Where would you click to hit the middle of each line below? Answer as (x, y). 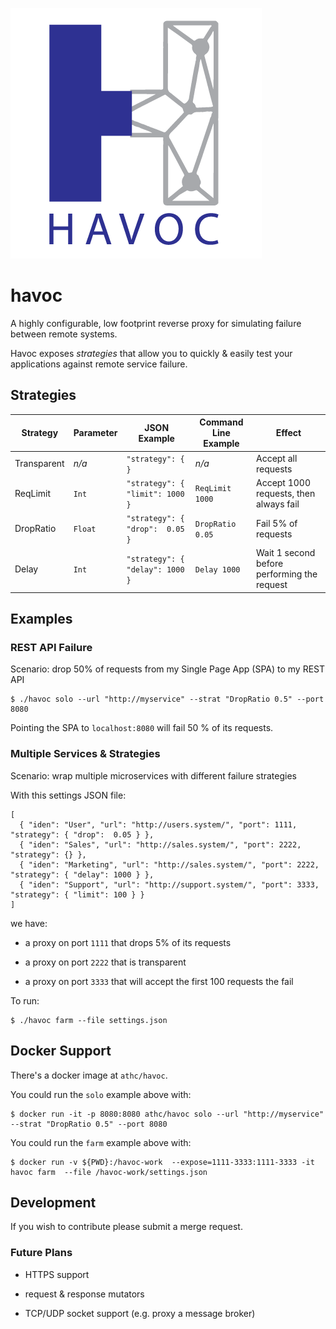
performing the (286, 574)
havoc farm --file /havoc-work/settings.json (109, 1172)
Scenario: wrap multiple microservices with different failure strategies (154, 775)
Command (221, 422)
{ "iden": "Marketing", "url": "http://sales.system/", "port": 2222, (169, 864)
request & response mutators (84, 1294)
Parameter (95, 433)
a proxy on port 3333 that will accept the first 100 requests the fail (159, 981)
